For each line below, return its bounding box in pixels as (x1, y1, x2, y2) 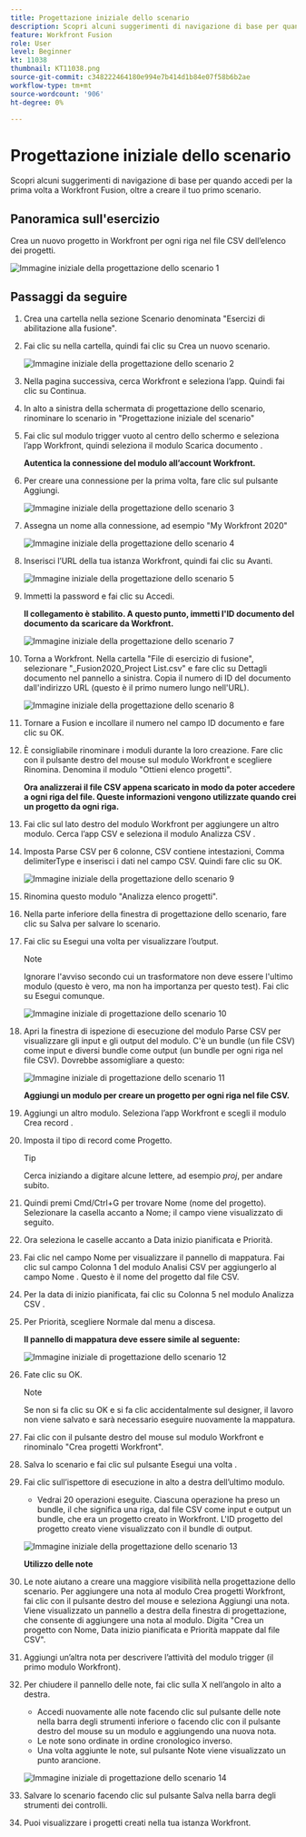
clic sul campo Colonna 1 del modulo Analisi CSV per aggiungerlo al (23, 1261, 277, 1272)
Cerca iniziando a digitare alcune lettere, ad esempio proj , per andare (23, 1170, 283, 1181)
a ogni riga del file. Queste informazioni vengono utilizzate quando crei (23, 791, 297, 802)
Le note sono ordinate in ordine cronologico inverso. (36, 1735, 233, 1746)
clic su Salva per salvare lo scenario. (23, 918, 162, 929)
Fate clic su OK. (23, 1368, 83, 1379)
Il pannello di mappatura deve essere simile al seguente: (23, 1334, 241, 1345)
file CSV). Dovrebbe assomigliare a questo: (23, 1055, 185, 1065)
